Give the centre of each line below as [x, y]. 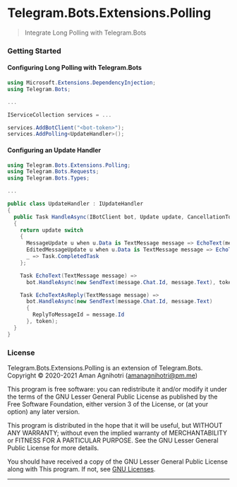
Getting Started [34, 51]
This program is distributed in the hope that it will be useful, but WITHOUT [115, 425]
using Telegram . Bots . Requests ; [53, 172]
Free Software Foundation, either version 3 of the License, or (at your [108, 404]
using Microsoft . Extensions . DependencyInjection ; [82, 83]
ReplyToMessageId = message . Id [79, 315]
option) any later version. [43, 411]
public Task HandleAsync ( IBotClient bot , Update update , [99, 217]
